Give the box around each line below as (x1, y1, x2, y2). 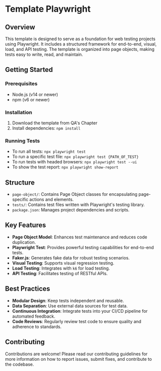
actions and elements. (29, 197, 74, 203)
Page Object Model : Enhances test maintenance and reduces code (12, 234, 147, 240)
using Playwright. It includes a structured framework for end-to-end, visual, (5, 41, 157, 47)
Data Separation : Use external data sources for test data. (12, 302, 128, 309)
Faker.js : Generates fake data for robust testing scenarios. (12, 255, 130, 260)
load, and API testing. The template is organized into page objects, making (5, 46, 155, 52)
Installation (5, 109, 33, 116)
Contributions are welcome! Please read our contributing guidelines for (5, 351, 148, 357)
